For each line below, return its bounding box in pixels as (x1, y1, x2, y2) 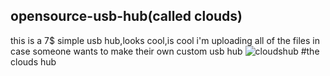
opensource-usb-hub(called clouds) (10, 8, 243, 25)
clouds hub (10, 55, 57, 68)
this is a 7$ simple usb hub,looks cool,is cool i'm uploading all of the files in (10, 34, 320, 46)
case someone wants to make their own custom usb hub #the (10, 45, 320, 57)
